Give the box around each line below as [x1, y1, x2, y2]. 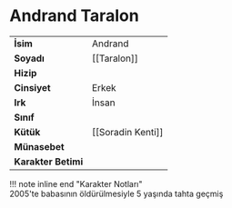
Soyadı [14, 52, 45, 64]
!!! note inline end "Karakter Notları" [9, 178, 143, 189]
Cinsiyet [14, 81, 52, 94]
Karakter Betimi [14, 155, 84, 168]
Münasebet [14, 140, 66, 153]
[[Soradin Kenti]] [91, 125, 164, 138]
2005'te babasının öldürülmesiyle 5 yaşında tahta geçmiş [9, 188, 224, 199]
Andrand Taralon [9, 5, 139, 26]
